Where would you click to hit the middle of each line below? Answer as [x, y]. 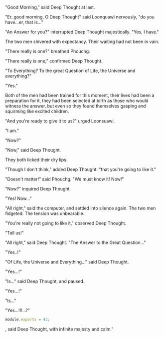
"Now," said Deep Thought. [33, 150]
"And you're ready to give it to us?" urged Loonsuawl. [60, 121]
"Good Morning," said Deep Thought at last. [50, 7]
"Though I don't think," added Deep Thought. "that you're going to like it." [81, 169]
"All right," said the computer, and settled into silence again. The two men [81, 208]
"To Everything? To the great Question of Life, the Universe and [70, 70]
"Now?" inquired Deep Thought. [38, 189]
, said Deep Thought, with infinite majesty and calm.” [59, 329]
